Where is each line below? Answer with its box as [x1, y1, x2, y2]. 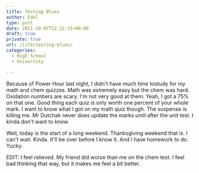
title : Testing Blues [6, 8, 60, 15]
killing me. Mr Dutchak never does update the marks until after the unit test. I [6, 111, 194, 119]
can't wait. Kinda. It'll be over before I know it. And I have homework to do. [6, 136, 189, 143]
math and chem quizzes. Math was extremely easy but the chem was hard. [6, 86, 190, 93]
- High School [11, 53, 46, 59]
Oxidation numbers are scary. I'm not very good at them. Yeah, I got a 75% [6, 93, 189, 100]
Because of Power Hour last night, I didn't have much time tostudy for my [6, 80, 186, 87]
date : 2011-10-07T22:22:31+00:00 [6, 25, 89, 32]
